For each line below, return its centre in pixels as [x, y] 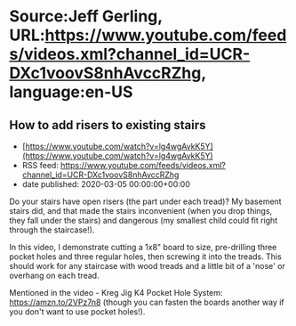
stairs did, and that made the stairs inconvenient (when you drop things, [141, 211]
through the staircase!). [52, 230]
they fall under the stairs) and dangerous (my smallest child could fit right [144, 220]
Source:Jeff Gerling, [86, 16]
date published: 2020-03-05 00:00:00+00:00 [106, 184]
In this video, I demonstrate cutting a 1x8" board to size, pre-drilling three [143, 247]
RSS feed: [40, 165]
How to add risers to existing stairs [108, 125]
